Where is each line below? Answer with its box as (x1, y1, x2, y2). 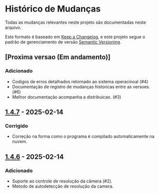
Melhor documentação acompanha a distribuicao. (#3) (12, 94, 121, 100)
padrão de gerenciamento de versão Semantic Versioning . (5, 39, 122, 45)
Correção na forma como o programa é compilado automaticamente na (12, 134, 155, 139)
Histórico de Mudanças (5, 3, 101, 15)
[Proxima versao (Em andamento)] (5, 53, 111, 61)
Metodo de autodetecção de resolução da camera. (12, 183, 114, 189)
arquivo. (5, 24, 22, 30)
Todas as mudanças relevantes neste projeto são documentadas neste (5, 19, 146, 25)
